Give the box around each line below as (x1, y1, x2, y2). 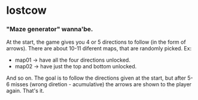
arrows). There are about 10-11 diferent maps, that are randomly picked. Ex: (6, 45, 192, 52)
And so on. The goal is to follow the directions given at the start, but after (6, 74, 187, 81)
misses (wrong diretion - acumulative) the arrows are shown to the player (11, 81, 192, 88)
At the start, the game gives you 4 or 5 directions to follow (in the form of (6, 38, 187, 46)
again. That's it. (6, 87, 45, 95)
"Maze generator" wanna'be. (6, 25, 93, 34)
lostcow (6, 4, 47, 17)
